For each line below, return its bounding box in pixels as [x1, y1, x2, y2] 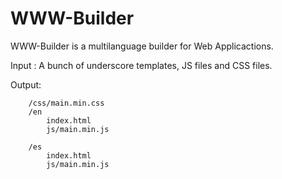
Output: [10, 78, 42, 91]
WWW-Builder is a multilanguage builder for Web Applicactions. [10, 40, 274, 52]
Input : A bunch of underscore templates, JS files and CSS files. [10, 59, 273, 71]
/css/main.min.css [28, 98, 105, 108]
